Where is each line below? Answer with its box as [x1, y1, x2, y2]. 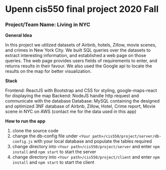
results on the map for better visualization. [5, 68, 92, 74]
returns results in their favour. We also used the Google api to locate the [5, 63, 153, 69]
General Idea [5, 32, 32, 38]
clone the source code [12, 128, 59, 134]
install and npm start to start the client [12, 160, 94, 166]
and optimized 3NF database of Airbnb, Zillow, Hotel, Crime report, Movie [5, 103, 156, 110]
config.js [12, 139, 33, 144]
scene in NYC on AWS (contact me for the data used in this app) [5, 109, 137, 114]
